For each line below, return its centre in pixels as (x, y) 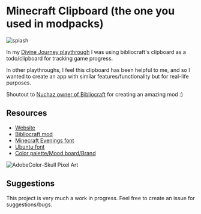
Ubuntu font (30, 147)
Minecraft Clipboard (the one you (91, 11)
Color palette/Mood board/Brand (55, 153)
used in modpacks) (55, 24)
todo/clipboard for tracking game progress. (60, 58)
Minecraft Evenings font (44, 140)
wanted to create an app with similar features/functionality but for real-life (97, 76)
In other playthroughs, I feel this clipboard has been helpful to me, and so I (98, 70)
